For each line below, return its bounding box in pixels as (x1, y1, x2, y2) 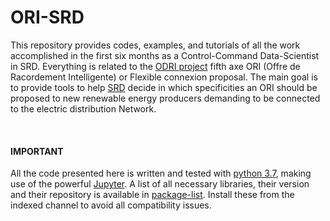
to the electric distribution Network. (10, 102, 157, 115)
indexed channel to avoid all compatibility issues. (10, 199, 212, 211)
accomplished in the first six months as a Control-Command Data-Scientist (10, 49, 320, 61)
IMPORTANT (10, 145, 64, 157)
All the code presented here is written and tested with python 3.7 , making (10, 167, 312, 180)
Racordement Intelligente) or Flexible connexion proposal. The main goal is (10, 71, 318, 83)
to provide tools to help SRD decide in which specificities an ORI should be (10, 81, 318, 93)
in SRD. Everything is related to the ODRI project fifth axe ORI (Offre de (10, 60, 301, 72)
